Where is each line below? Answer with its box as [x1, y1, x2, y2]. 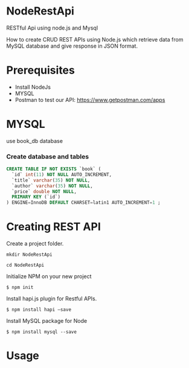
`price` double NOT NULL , [11, 188, 77, 194]
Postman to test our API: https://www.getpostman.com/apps [14, 96, 165, 103]
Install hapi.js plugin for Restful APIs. [6, 295, 97, 302]
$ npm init [6, 285, 34, 291]
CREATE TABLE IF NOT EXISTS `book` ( [6, 166, 101, 173]
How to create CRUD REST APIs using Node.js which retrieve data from [6, 36, 184, 43]
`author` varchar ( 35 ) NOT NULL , [11, 183, 94, 189]
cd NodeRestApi [6, 262, 45, 268]
